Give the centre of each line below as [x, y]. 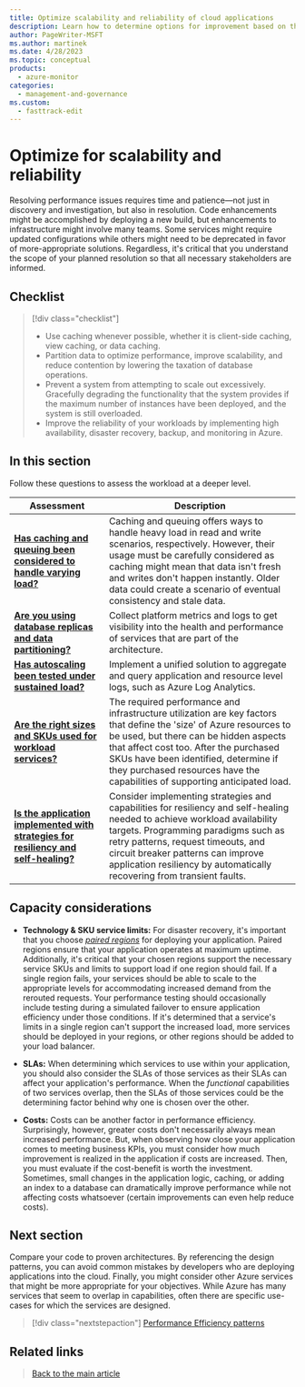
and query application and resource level [196, 676]
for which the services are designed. [102, 1305]
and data [34, 638]
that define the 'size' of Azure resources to [200, 724]
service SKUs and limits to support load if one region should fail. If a [150, 969]
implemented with [54, 824]
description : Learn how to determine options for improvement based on [148, 26]
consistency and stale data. [167, 600]
